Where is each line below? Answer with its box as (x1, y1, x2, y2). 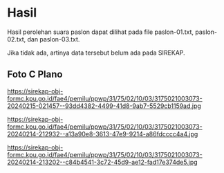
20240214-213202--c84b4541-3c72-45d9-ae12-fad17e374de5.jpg (7, 158, 198, 166)
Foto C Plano (7, 69, 63, 80)
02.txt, (7, 35, 26, 43)
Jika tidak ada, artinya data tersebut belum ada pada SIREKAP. (7, 48, 185, 57)
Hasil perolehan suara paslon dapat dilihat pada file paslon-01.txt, (7, 28, 194, 36)
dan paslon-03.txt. (27, 35, 80, 43)
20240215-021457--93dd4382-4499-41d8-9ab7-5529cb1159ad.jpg (7, 102, 202, 110)
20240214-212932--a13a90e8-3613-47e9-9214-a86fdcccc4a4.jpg (7, 129, 198, 138)
